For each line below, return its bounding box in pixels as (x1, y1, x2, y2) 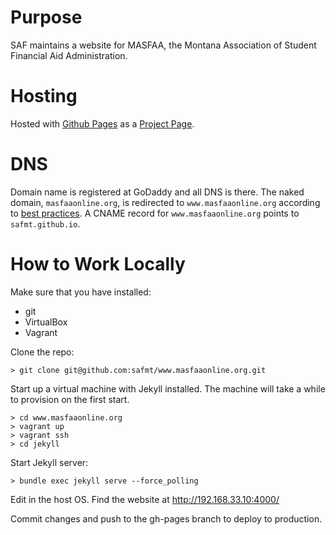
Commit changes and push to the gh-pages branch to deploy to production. (10, 512, 323, 525)
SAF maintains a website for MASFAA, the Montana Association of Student (10, 39, 317, 51)
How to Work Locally (10, 253, 186, 275)
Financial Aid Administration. (10, 49, 128, 61)
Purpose (10, 6, 83, 29)
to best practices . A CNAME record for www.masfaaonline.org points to (10, 207, 300, 219)
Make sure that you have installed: (10, 286, 152, 298)
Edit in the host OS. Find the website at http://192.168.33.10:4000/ (10, 493, 280, 505)
